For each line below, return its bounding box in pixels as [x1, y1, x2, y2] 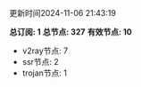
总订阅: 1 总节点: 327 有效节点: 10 [9, 27, 132, 37]
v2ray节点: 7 [21, 45, 69, 56]
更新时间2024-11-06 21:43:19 [9, 8, 116, 18]
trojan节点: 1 [21, 67, 67, 78]
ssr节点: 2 [21, 57, 60, 67]
